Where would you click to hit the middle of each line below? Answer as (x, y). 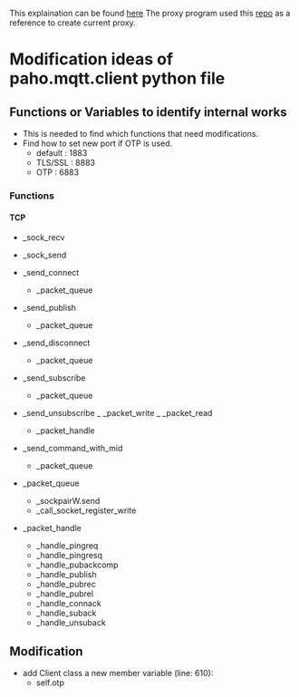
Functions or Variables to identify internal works (148, 112)
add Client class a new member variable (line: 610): (118, 673)
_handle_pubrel (64, 594)
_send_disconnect (56, 343)
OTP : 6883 (58, 172)
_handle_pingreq (67, 546)
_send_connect (51, 273)
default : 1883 (62, 153)
